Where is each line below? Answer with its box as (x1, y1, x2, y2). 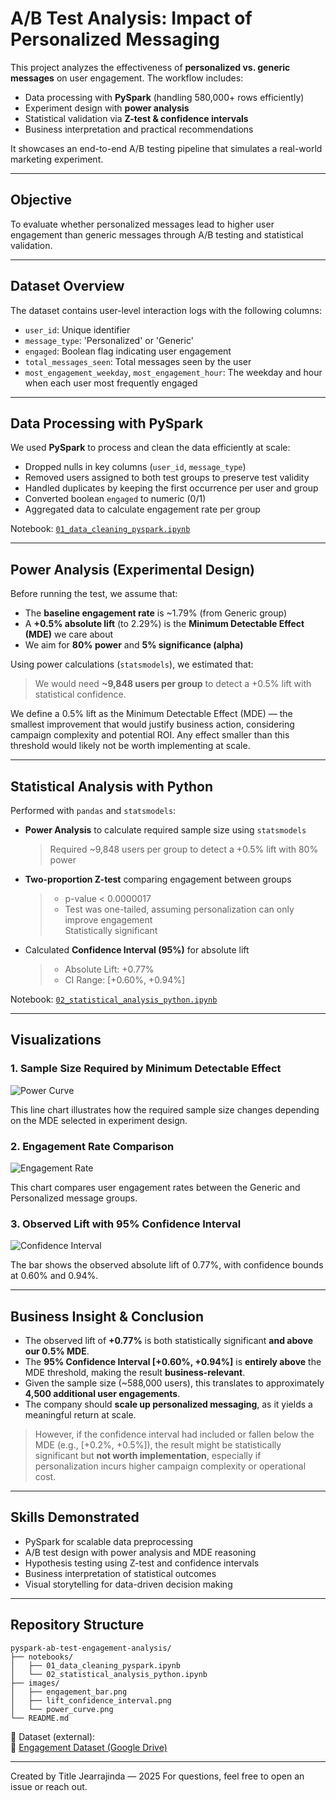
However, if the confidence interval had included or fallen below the (34, 1428, 315, 1441)
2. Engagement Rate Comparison (10, 1139, 175, 1153)
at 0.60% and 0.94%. (10, 1270, 99, 1282)
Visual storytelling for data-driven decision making (24, 1578, 233, 1590)
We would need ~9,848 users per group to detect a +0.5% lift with (34, 678, 312, 690)
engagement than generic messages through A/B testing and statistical (10, 228, 304, 241)
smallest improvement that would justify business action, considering (10, 718, 295, 731)
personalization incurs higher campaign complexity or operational (34, 1460, 307, 1472)
